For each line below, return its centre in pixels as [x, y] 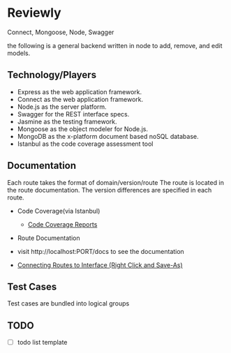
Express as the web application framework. [80, 91]
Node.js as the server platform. [62, 107]
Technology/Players [52, 75]
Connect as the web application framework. [80, 99]
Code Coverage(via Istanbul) [59, 211]
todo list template [42, 343]
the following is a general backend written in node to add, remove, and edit [115, 45]
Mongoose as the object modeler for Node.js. [83, 129]
